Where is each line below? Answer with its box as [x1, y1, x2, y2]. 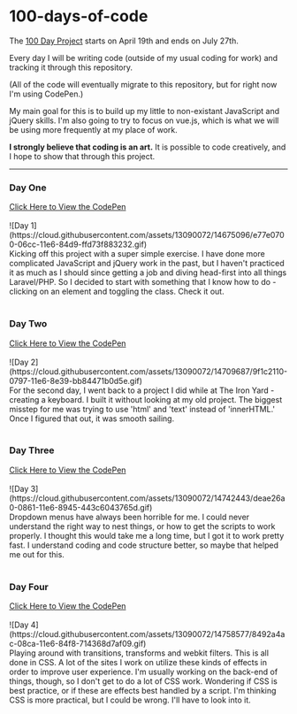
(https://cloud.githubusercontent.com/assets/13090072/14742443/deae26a [9, 493, 286, 503]
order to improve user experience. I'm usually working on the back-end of [9, 666, 278, 678]
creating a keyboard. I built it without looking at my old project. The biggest [9, 394, 283, 404]
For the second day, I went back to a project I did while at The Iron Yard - [9, 385, 275, 395]
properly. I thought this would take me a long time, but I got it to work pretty [9, 530, 285, 541]
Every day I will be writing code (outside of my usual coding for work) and [9, 52, 278, 63]
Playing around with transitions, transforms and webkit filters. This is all [9, 648, 270, 658]
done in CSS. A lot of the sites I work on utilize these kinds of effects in [9, 657, 268, 668]
